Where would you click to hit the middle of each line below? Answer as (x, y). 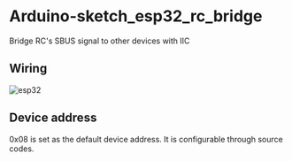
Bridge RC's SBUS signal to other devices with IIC (100, 41)
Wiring (28, 69)
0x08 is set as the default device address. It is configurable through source (146, 139)
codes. (22, 149)
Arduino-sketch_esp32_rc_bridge (136, 16)
